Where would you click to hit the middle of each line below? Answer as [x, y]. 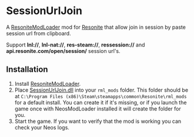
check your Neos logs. [42, 127]
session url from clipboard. [39, 33]
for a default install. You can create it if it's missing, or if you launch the [101, 102]
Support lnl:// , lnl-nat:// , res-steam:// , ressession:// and [76, 45]
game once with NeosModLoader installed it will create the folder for [98, 108]
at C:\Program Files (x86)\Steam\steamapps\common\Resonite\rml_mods [101, 96]
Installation [27, 70]
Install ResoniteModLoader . [48, 83]
